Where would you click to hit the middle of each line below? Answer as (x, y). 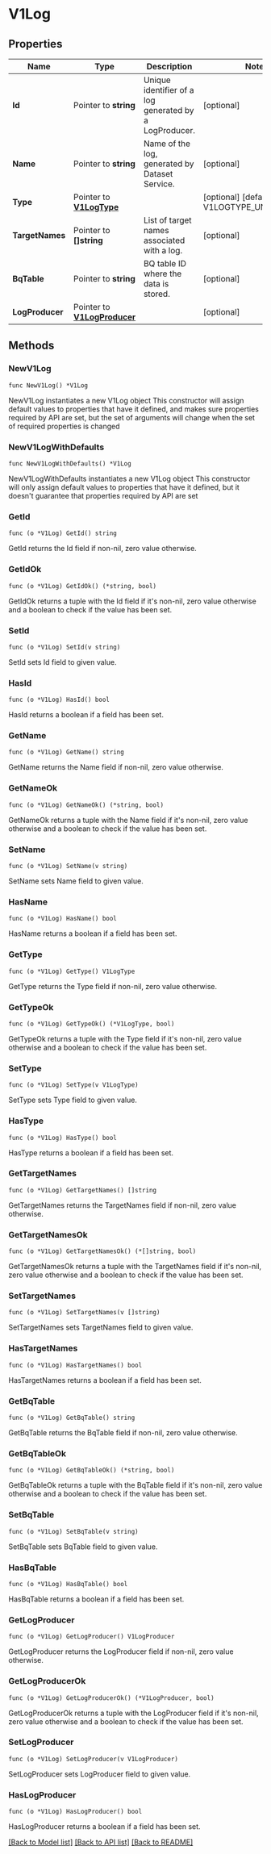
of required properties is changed (64, 426)
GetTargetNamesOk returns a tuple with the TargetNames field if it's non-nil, (135, 1267)
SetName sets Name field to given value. (76, 881)
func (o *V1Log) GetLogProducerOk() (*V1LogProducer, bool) (112, 1698)
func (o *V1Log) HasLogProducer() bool (75, 1812)
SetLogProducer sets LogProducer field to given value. (100, 1774)
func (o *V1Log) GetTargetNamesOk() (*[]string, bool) (102, 1251)
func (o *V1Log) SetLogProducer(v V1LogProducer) (94, 1759)
